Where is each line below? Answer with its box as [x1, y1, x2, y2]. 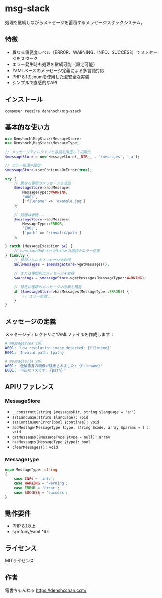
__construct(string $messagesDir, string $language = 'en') [12, 410, 136, 415]
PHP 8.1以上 [12, 523, 36, 529]
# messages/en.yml [5, 341, 42, 346]
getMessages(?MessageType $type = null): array [12, 435, 110, 439]
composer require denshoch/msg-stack [5, 108, 81, 114]
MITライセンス [5, 558, 34, 564]
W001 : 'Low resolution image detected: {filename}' [5, 345, 112, 350]
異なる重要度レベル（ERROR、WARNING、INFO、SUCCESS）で [12, 49, 141, 55]
